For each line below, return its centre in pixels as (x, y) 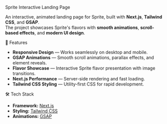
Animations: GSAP (32, 116)
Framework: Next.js (33, 105)
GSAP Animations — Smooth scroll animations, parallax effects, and (83, 57)
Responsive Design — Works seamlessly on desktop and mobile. (80, 52)
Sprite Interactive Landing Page (38, 7)
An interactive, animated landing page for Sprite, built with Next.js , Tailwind (84, 17)
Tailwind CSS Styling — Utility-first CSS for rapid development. (78, 84)
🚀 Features (16, 42)
